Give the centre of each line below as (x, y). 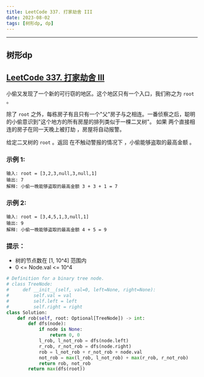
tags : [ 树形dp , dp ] (30, 23)
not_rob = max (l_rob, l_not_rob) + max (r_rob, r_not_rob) (114, 358)
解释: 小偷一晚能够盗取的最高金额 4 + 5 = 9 (57, 230)
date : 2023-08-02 (28, 18)
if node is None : (61, 330)
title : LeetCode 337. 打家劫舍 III (49, 12)
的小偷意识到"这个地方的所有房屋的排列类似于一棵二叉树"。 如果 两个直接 (98, 122)
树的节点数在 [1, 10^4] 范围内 (51, 261)
